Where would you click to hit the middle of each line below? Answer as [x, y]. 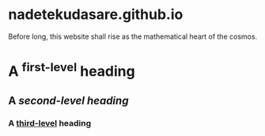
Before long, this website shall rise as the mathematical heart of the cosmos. [133, 36]
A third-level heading [50, 123]
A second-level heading [68, 100]
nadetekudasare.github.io [96, 15]
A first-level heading [72, 70]
